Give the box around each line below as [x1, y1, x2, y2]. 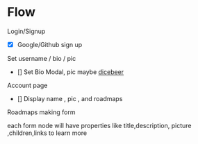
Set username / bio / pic [7, 55, 76, 62]
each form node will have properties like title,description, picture [7, 122, 192, 129]
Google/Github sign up [17, 40, 83, 48]
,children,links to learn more [7, 129, 88, 137]
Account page [7, 81, 48, 89]
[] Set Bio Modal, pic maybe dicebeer [17, 68, 124, 76]
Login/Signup [7, 27, 46, 35]
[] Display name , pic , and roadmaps [17, 95, 123, 102]
